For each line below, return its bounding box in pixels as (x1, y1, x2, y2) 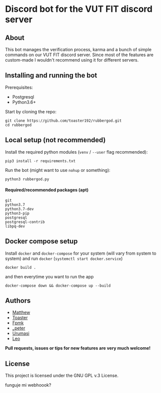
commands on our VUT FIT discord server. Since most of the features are (5, 52, 154, 58)
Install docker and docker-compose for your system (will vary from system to (5, 250, 157, 256)
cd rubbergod (5, 122, 32, 128)
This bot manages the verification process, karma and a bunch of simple (5, 47, 152, 52)
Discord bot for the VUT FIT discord (5, 3, 153, 15)
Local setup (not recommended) (5, 136, 106, 144)
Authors (5, 296, 31, 305)
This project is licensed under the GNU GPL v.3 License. (5, 373, 119, 379)
